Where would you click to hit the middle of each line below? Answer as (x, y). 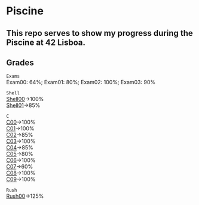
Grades (20, 62)
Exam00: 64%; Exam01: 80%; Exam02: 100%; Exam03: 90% (81, 82)
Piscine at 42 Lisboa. (46, 42)
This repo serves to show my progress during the (99, 33)
